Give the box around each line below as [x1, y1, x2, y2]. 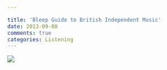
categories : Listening [7, 36, 74, 43]
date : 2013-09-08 [7, 22, 58, 30]
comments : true [7, 29, 52, 36]
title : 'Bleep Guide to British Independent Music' [7, 16, 161, 23]
